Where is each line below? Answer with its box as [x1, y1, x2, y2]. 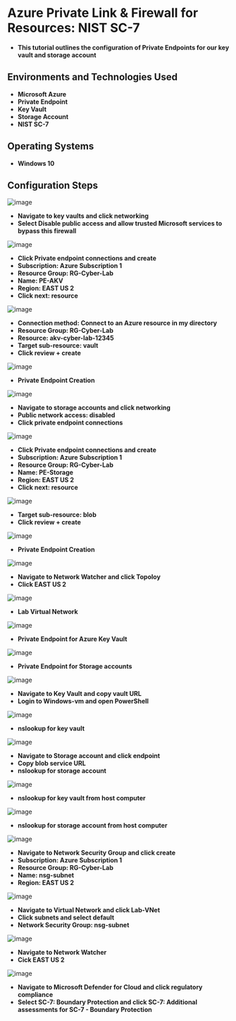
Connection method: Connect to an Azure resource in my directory [17, 319, 218, 327]
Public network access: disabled [17, 411, 116, 420]
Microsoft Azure [17, 90, 67, 98]
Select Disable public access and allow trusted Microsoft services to [17, 219, 223, 228]
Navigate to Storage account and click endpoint [17, 752, 161, 760]
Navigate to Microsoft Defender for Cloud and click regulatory [17, 983, 203, 991]
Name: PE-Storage [17, 468, 74, 477]
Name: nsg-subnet [17, 871, 75, 879]
